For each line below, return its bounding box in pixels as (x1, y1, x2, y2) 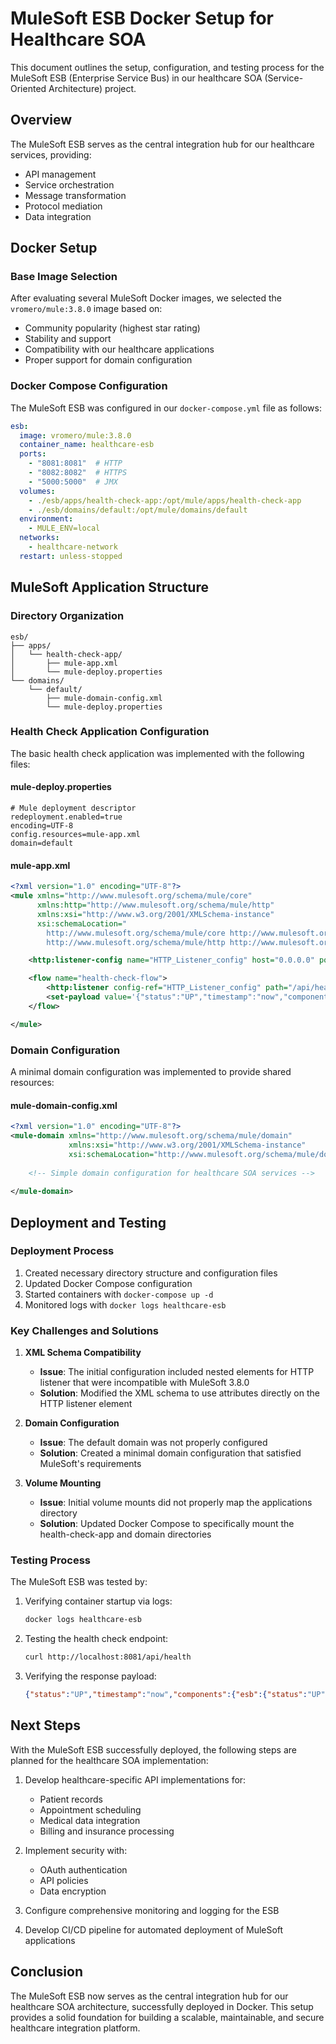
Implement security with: (24, 1844, 128, 1856)
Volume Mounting (24, 1477, 102, 1489)
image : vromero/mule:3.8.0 (19, 430, 132, 441)
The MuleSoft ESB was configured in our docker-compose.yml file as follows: (10, 402, 322, 414)
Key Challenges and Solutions (10, 1323, 160, 1337)
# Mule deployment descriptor (10, 803, 137, 814)
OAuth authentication (39, 1863, 128, 1876)
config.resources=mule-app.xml (10, 830, 141, 840)
